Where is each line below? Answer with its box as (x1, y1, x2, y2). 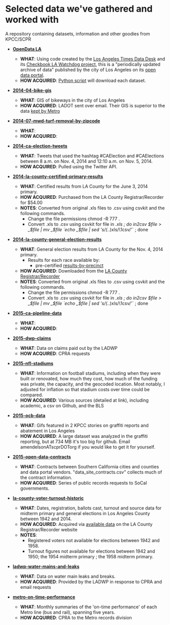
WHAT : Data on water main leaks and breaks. (20, 573, 116, 579)
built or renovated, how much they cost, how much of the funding (20, 375, 158, 381)
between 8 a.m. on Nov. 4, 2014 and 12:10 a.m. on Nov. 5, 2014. (20, 158, 153, 164)
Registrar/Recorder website (20, 526, 78, 532)
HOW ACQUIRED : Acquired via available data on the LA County (20, 521, 153, 527)
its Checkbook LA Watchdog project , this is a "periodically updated (20, 61, 161, 67)
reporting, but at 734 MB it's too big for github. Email (20, 438, 130, 444)
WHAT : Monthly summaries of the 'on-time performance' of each (20, 604, 157, 610)
